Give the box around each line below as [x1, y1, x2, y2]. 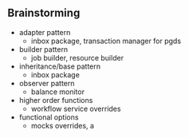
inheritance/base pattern [18, 61, 101, 71]
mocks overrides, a [30, 120, 95, 130]
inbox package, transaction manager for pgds [30, 36, 181, 45]
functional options [18, 112, 79, 122]
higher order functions [18, 95, 93, 104]
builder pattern [18, 44, 69, 54]
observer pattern [18, 78, 75, 88]
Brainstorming [7, 6, 81, 20]
